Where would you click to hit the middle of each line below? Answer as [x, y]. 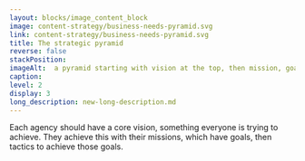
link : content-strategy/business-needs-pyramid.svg [109, 34]
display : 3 [30, 93]
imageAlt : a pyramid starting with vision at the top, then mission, [146, 69]
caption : [26, 77]
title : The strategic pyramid [67, 43]
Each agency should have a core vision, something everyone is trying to [144, 128]
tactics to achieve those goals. [67, 147]
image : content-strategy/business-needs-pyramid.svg [111, 26]
